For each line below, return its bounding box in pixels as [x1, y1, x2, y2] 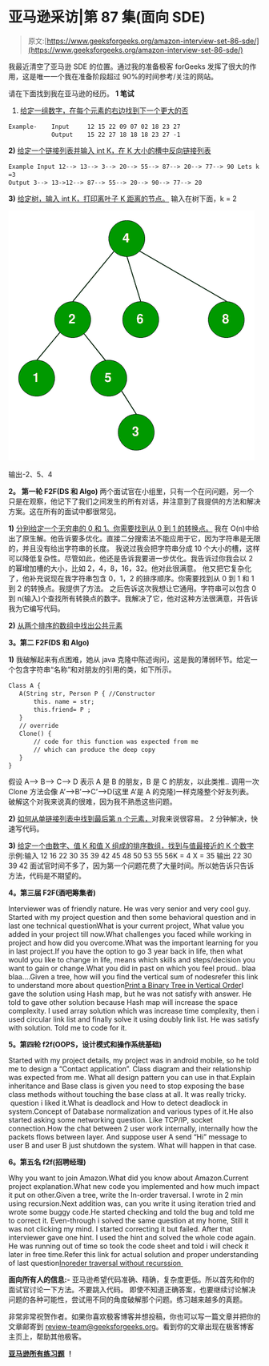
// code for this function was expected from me [33, 737, 199, 745]
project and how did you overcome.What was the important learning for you [8, 938, 259, 947]
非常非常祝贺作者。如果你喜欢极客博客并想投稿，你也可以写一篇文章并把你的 [8, 1312, 261, 1321]
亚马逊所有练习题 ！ [8, 1348, 74, 1358]
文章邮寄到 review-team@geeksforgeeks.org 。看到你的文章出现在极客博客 [8, 1321, 255, 1331]
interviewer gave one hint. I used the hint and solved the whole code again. [8, 1232, 256, 1242]
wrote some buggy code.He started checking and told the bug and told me [8, 1207, 255, 1216]
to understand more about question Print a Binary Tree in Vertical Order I [8, 980, 244, 990]
